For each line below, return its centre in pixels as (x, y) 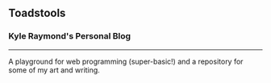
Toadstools (37, 13)
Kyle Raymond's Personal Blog (70, 36)
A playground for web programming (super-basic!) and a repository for (126, 61)
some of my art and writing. (54, 70)
